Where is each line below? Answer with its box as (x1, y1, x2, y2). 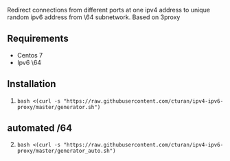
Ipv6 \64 (16, 58, 42, 66)
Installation (7, 78, 56, 90)
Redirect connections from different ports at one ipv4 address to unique (7, 6, 211, 14)
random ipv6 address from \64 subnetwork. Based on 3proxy (7, 13, 181, 21)
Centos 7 (16, 51, 43, 59)
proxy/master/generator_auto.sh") (16, 147, 116, 155)
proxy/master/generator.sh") (16, 103, 101, 110)
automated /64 (7, 123, 73, 134)
